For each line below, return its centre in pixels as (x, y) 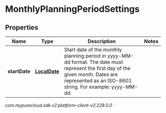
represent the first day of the (97, 68)
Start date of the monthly (93, 50)
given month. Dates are (91, 74)
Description (102, 41)
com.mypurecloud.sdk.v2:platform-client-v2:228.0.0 (59, 105)
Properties (22, 28)
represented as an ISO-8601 (98, 81)
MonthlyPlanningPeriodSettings (72, 9)
